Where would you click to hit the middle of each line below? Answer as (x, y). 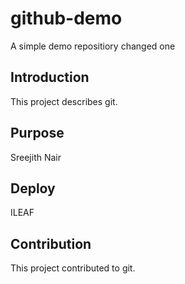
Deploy (33, 188)
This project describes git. (64, 101)
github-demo (66, 18)
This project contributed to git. (73, 268)
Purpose (37, 133)
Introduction (50, 77)
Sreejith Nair (36, 157)
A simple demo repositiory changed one (93, 46)
